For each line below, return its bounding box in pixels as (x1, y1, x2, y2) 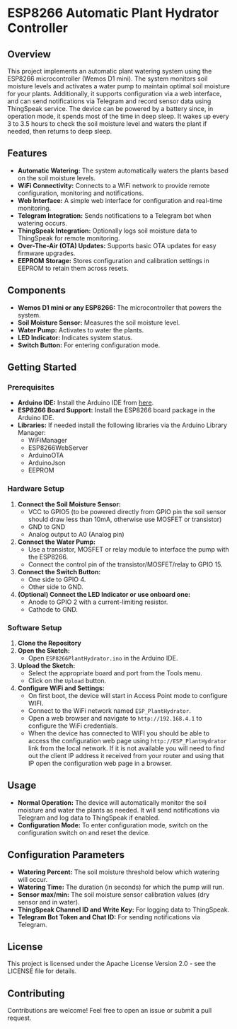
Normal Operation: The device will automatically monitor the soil (17, 798, 207, 807)
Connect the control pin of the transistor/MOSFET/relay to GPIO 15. (28, 560, 223, 569)
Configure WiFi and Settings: (17, 684, 105, 692)
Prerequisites (7, 382, 54, 392)
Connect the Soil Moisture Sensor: (17, 500, 122, 508)
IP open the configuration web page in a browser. (28, 759, 173, 767)
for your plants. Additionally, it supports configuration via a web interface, (7, 90, 222, 98)
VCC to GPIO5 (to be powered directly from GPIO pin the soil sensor (28, 507, 226, 516)
